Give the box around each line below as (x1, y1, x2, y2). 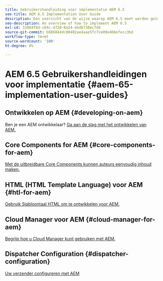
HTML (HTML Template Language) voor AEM (5, 181, 143, 189)
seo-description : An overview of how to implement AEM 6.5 (5, 20, 127, 26)
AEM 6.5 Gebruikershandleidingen (5, 69, 147, 79)
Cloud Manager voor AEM (5, 215, 85, 224)
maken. (5, 167, 20, 172)
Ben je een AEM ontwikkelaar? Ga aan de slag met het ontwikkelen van (5, 121, 147, 127)
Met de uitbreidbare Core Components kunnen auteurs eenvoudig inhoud (5, 161, 152, 167)
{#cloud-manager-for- (85, 215, 156, 224)
